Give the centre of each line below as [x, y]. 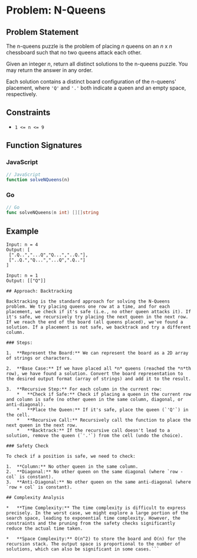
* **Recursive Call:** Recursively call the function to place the [104, 420]
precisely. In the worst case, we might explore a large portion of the [97, 513]
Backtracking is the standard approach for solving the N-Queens [88, 301]
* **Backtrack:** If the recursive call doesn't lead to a [93, 431]
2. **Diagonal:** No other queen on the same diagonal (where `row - [95, 472]
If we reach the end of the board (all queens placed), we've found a [95, 322]
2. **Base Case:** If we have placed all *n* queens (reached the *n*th [99, 369]
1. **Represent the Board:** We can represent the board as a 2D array [97, 353]
